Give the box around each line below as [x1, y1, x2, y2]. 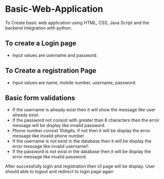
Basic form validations [5, 93, 75, 102]
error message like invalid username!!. [12, 144, 90, 149]
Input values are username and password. [12, 52, 98, 58]
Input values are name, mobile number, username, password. [12, 80, 137, 86]
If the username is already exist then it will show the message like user [12, 107, 156, 113]
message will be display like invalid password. [12, 122, 106, 128]
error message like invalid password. [12, 154, 87, 160]
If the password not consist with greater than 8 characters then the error [12, 117, 160, 123]
